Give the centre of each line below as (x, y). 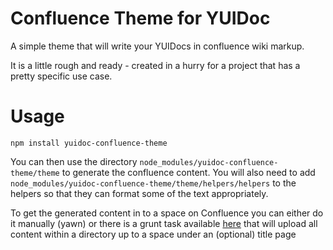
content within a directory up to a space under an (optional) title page (153, 234)
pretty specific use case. (61, 76)
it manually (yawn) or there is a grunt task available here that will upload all (164, 223)
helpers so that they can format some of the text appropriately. (139, 193)
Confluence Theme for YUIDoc (140, 18)
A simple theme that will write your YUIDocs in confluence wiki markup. (157, 46)
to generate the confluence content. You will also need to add (188, 172)
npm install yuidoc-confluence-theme (89, 143)
